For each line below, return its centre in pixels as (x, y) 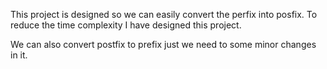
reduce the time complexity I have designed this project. (126, 25)
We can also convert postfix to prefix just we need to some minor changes (163, 44)
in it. (19, 55)
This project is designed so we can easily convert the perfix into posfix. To (164, 14)
